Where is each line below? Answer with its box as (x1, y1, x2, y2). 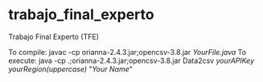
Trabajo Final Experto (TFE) (8, 32, 99, 41)
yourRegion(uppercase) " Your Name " (8, 64, 133, 73)
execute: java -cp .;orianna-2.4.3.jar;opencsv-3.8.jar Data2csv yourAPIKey (8, 56, 255, 65)
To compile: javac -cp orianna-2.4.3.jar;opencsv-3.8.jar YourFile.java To (8, 47, 247, 57)
